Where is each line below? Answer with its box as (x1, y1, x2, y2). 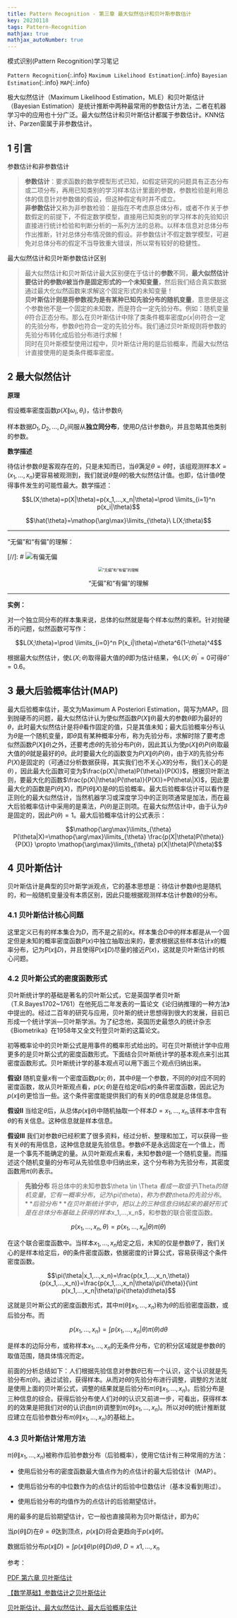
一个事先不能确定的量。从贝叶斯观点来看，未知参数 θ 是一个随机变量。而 (13, 1149, 221, 1157)
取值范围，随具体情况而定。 (7, 1351, 88, 1360)
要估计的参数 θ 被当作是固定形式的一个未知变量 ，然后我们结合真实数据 (24, 277, 227, 286)
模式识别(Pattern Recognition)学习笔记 (7, 57, 119, 66)
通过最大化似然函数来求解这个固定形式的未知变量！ (24, 286, 174, 295)
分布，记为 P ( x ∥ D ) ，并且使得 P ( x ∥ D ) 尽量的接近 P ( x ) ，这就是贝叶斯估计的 (13, 945, 219, 953)
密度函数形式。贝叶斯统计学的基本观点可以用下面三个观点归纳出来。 (7, 1059, 205, 1068)
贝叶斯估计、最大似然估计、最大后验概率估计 (7, 1603, 138, 1612)
